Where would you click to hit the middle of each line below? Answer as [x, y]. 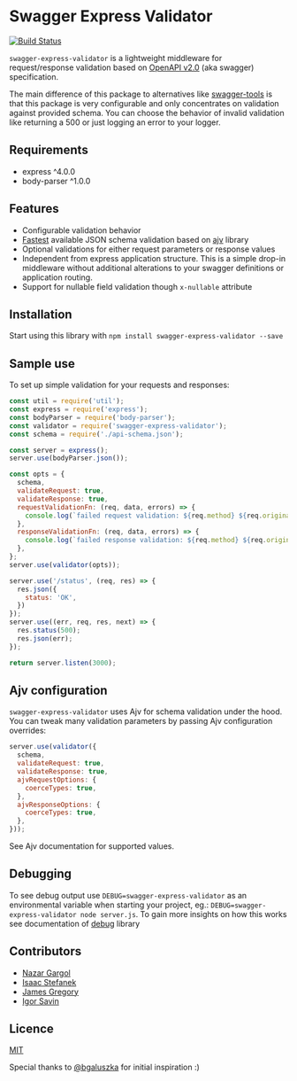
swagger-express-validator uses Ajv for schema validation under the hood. [146, 712]
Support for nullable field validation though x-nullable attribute [137, 286]
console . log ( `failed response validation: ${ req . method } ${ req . [146, 540]
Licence [32, 1029]
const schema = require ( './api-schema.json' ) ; [96, 434]
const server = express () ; [59, 450]
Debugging [41, 874]
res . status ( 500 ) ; [49, 631]
